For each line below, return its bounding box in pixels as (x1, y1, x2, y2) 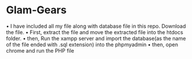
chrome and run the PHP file (6, 47, 74, 54)
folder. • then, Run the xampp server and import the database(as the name (6, 35, 186, 42)
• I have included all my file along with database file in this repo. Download (6, 23, 186, 30)
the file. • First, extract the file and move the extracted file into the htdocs (6, 28, 183, 35)
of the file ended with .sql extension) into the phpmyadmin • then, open (6, 41, 179, 48)
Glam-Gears (6, 3, 67, 17)
